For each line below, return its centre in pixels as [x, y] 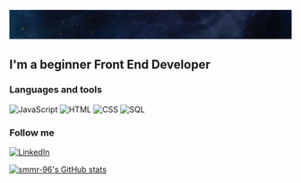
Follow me [32, 133]
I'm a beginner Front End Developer [110, 64]
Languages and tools [56, 90]
